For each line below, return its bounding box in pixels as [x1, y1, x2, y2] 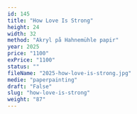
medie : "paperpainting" [7, 76, 78, 84]
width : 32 [7, 30, 37, 38]
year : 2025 [7, 43, 40, 50]
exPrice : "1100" [7, 57, 55, 64]
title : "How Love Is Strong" [7, 17, 94, 24]
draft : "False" [7, 83, 53, 90]
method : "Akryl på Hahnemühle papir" [7, 37, 119, 44]
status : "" [7, 63, 40, 70]
